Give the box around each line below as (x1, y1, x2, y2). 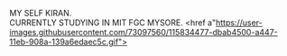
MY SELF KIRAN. (9, 8, 72, 18)
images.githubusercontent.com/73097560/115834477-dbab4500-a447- (9, 27, 278, 37)
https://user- (215, 17, 264, 28)
